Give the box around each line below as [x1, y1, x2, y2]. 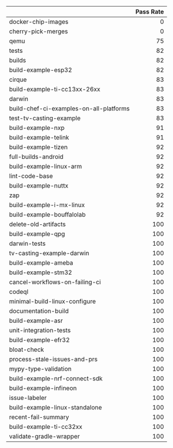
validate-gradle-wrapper [9, 433, 80, 440]
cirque [9, 75, 27, 84]
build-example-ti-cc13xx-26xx [9, 85, 101, 93]
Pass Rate [135, 8, 164, 15]
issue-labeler [9, 394, 47, 402]
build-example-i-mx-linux [9, 201, 85, 209]
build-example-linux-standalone [9, 403, 102, 411]
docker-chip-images [9, 18, 69, 26]
